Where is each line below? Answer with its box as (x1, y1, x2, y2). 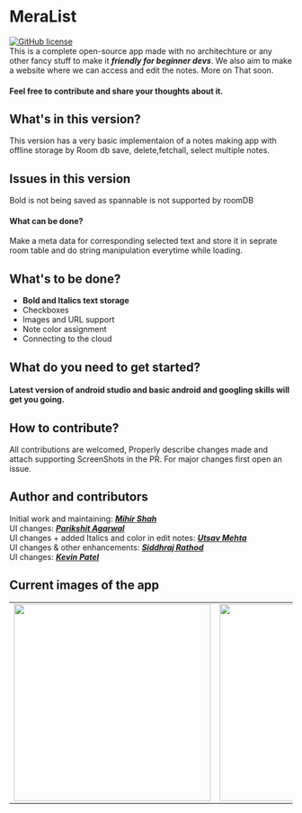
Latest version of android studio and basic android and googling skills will (9, 384, 290, 395)
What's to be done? (9, 271, 121, 286)
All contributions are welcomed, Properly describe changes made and (9, 444, 268, 455)
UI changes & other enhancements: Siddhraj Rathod (9, 542, 204, 553)
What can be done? (9, 215, 84, 226)
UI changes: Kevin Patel (9, 551, 100, 562)
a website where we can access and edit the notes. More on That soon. (9, 65, 274, 76)
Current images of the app (9, 578, 160, 593)
